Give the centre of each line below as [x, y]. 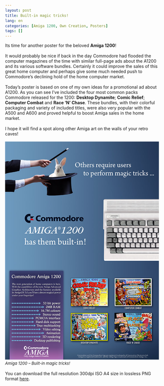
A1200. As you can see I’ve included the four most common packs [72, 92]
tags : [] [14, 31]
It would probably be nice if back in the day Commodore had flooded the [78, 56]
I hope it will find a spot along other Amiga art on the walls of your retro [77, 129]
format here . [18, 379]
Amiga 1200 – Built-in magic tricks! [38, 363]
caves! [12, 134]
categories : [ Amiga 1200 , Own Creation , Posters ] [57, 26]
